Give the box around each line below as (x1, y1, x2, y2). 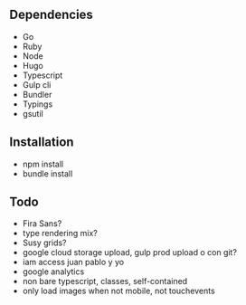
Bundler (22, 89, 52, 100)
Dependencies (9, 7, 93, 23)
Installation (9, 135, 74, 150)
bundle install (22, 167, 73, 179)
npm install (22, 158, 64, 169)
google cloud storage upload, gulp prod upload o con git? (22, 247, 238, 258)
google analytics (22, 266, 85, 277)
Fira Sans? (22, 218, 62, 229)
